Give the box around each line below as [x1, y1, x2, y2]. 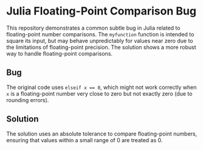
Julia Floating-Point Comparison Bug [6, 4, 196, 18]
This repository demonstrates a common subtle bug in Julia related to [6, 24, 181, 31]
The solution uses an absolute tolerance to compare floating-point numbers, [6, 130, 198, 137]
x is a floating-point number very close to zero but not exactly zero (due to [6, 90, 193, 97]
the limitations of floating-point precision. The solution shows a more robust [6, 44, 196, 51]
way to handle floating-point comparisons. [6, 50, 113, 57]
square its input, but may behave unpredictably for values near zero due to [6, 37, 193, 44]
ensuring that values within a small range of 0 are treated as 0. [6, 136, 163, 143]
